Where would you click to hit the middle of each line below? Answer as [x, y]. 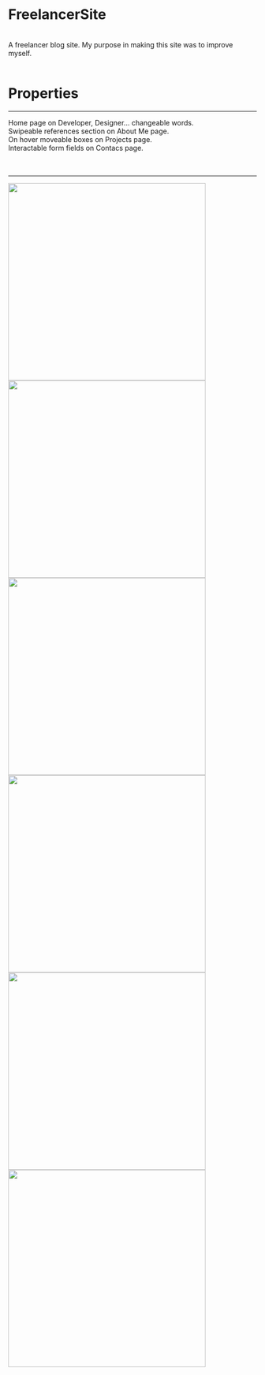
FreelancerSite [57, 15]
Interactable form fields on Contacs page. [76, 148]
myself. [20, 53]
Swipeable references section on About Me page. [89, 131]
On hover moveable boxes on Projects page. [80, 139]
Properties [43, 94]
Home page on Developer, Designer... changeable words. [101, 122]
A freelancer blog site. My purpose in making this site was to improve [121, 44]
